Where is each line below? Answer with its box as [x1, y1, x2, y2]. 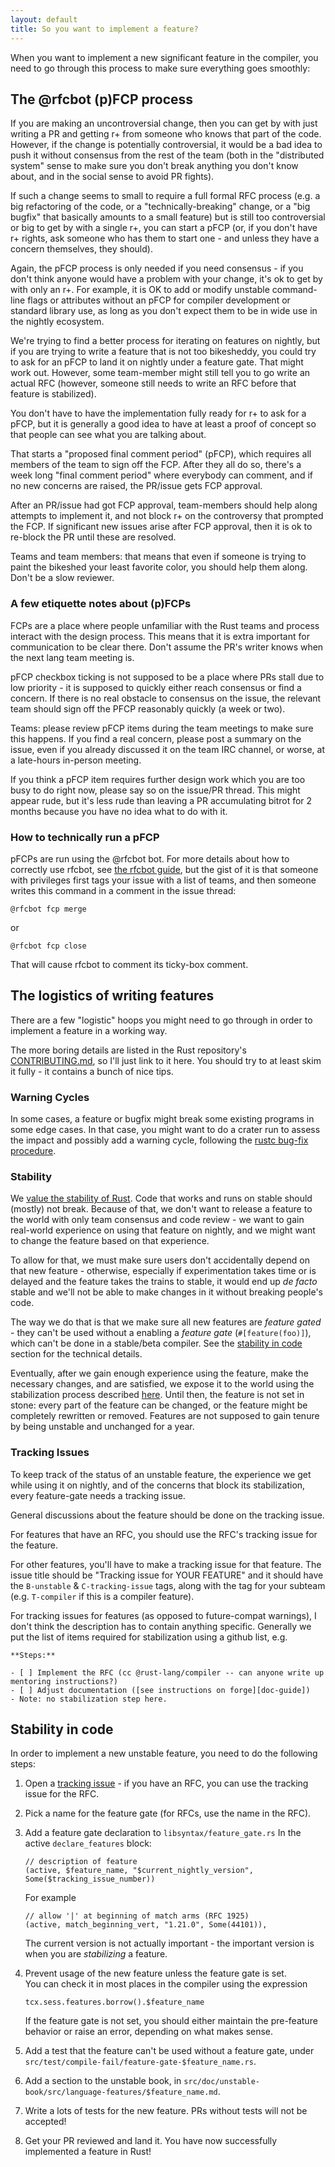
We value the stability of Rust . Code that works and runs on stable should [10, 1192, 313, 1205]
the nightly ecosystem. [10, 316, 105, 328]
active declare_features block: [24, 1837, 152, 1850]
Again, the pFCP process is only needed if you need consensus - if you [10, 262, 304, 275]
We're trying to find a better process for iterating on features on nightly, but [10, 335, 321, 347]
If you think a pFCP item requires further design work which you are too [10, 773, 306, 785]
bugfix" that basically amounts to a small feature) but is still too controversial [10, 211, 326, 223]
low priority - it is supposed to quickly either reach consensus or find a [10, 681, 302, 693]
